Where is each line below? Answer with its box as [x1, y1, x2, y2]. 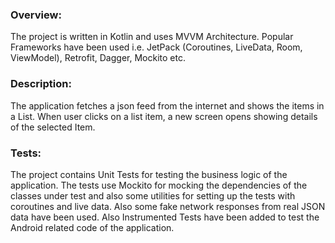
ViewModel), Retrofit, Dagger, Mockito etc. [10, 52, 186, 64]
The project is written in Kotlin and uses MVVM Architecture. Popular [10, 31, 294, 43]
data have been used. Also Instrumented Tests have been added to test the [10, 211, 320, 223]
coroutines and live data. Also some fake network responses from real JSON [10, 200, 326, 212]
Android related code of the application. [10, 221, 175, 233]
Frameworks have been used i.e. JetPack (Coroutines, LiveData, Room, [10, 41, 303, 53]
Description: [10, 77, 72, 91]
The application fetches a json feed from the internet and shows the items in [10, 99, 325, 112]
